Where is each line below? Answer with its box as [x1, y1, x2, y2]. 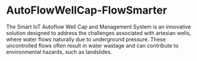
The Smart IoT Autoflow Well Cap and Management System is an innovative [6, 23, 192, 30]
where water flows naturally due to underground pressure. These [6, 36, 166, 43]
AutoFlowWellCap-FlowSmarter [6, 4, 168, 17]
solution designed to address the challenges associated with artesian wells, [6, 29, 192, 36]
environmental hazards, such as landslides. [6, 48, 112, 55]
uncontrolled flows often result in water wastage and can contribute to [6, 42, 179, 49]
